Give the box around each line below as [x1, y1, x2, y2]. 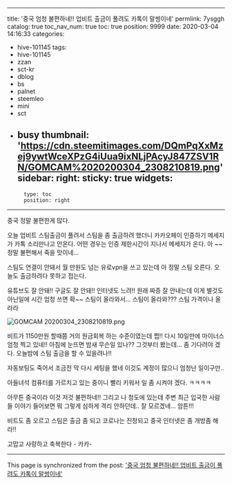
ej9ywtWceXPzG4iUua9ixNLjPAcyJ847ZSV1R [17, 151, 220, 162]
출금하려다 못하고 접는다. [19, 271, 87, 280]
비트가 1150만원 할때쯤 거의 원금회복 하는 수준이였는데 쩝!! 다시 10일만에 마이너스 [7, 331, 224, 339]
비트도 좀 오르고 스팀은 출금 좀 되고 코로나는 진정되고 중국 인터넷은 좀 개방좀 [7, 416, 212, 425]
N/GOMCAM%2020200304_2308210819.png [17, 162, 220, 174]
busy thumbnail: [17, 129, 90, 141]
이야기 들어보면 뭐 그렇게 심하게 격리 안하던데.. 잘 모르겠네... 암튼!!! [14, 402, 195, 410]
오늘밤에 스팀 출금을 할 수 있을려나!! [16, 348, 112, 357]
